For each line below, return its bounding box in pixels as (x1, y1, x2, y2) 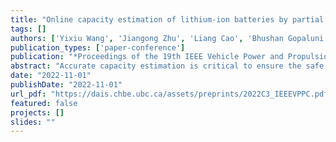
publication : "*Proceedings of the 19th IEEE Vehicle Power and (10, 52, 284, 62)
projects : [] (10, 107, 65, 118)
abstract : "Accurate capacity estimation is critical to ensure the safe (10, 61, 325, 71)
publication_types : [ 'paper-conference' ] (10, 42, 186, 53)
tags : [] (10, 24, 47, 34)
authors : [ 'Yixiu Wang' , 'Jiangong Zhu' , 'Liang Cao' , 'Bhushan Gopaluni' (10, 33, 329, 43)
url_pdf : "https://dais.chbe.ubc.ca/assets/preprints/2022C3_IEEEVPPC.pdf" (10, 89, 333, 99)
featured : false (10, 98, 78, 108)
